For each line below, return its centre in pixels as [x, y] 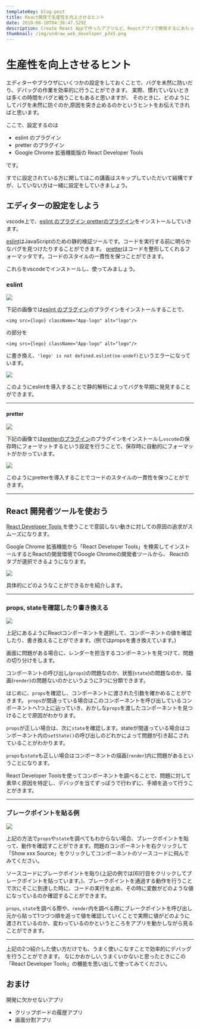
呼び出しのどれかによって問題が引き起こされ [134, 736]
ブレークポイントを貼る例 [43, 813]
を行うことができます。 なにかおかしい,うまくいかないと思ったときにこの [96, 956]
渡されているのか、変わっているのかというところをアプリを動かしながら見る [100, 923]
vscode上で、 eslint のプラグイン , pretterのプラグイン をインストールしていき [99, 221]
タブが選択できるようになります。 [48, 561]
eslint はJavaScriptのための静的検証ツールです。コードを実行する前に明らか [99, 241]
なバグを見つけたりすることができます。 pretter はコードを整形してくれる [96, 249]
